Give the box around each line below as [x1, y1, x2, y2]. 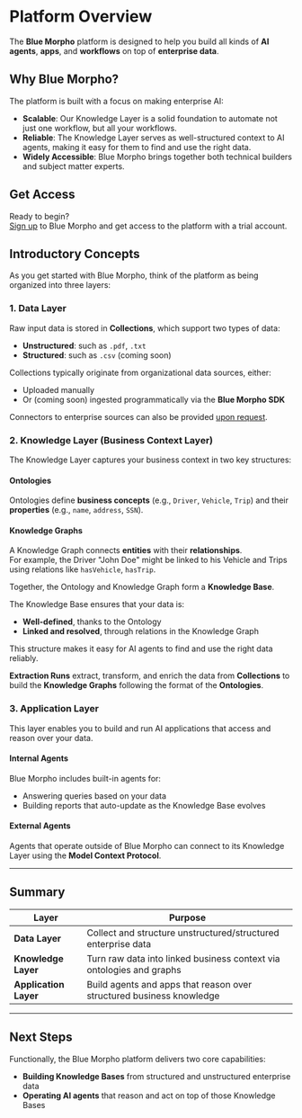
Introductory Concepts [9, 246, 140, 262]
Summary [9, 884, 66, 900]
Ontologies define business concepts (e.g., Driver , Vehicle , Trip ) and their [9, 495, 289, 505]
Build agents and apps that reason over [86, 978, 253, 990]
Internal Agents [9, 753, 69, 764]
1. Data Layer [9, 302, 67, 315]
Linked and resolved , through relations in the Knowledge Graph [22, 626, 259, 637]
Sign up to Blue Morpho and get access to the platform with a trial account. [9, 220, 288, 231]
